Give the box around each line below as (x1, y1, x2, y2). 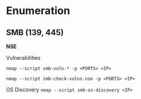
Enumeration (6, 4, 70, 18)
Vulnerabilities (6, 54, 41, 61)
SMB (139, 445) (6, 28, 64, 37)
